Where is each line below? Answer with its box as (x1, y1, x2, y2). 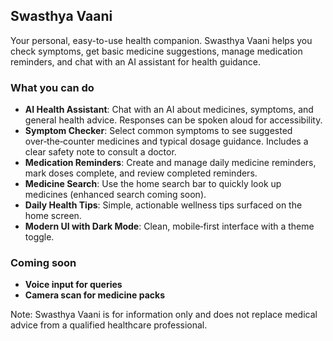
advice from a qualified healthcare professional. (10, 319, 208, 331)
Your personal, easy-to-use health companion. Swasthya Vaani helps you (10, 34, 313, 46)
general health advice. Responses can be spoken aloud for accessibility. (24, 114, 323, 126)
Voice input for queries (24, 279, 123, 291)
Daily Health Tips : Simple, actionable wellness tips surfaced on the (24, 199, 303, 211)
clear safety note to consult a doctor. (24, 146, 177, 158)
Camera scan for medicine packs (24, 289, 166, 301)
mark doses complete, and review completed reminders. (24, 167, 258, 179)
